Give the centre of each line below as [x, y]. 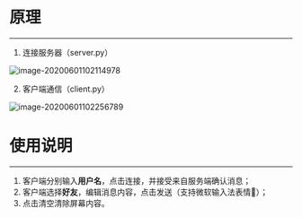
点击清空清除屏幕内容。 [66, 203]
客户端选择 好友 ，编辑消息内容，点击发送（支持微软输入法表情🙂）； [145, 192]
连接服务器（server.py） [67, 52]
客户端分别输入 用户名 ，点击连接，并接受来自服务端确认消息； [137, 180]
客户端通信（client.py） [66, 89]
